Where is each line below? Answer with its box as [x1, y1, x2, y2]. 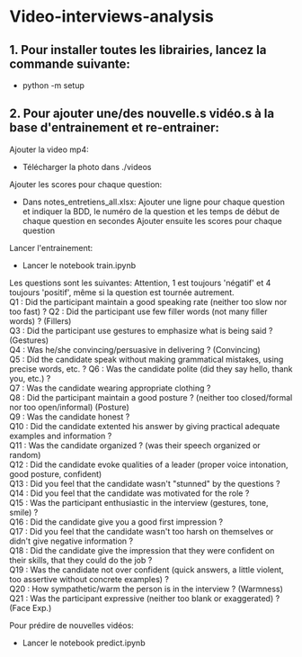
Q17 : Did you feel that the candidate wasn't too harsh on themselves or [9, 526, 274, 536]
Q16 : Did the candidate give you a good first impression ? [9, 516, 223, 527]
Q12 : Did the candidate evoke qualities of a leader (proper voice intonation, [9, 459, 289, 470]
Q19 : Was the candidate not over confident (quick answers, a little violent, [9, 564, 285, 575]
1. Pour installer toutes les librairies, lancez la [9, 42, 267, 58]
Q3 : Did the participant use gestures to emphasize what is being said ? [9, 325, 273, 336]
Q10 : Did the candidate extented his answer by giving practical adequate [9, 420, 280, 431]
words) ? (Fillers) [9, 315, 72, 326]
